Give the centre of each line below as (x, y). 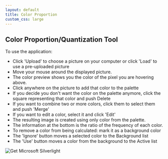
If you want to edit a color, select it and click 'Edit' (64, 115)
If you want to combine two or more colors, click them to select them (84, 104)
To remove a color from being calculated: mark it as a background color (87, 130)
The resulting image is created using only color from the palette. (79, 120)
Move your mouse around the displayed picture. (62, 72)
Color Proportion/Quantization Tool (62, 39)
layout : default (22, 10)
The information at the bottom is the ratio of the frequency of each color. (88, 125)
